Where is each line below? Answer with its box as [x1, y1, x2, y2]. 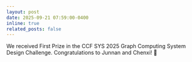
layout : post [6, 9, 40, 15]
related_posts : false [6, 26, 62, 32]
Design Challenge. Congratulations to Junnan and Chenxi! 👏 [6, 49, 158, 57]
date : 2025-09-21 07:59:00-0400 [6, 15, 89, 21]
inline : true [6, 20, 40, 26]
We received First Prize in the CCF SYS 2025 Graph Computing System [6, 43, 186, 50]
